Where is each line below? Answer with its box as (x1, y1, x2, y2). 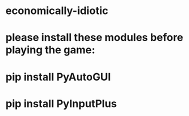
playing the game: (5, 43, 95, 57)
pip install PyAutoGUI (5, 70, 111, 83)
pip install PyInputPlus (5, 97, 117, 110)
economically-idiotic (5, 4, 109, 18)
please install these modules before (5, 31, 183, 45)
